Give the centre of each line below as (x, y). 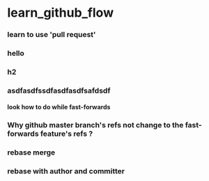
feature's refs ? (67, 134)
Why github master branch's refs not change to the (95, 125)
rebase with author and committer (66, 171)
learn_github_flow (60, 13)
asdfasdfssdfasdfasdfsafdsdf (59, 90)
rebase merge (31, 152)
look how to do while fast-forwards (59, 107)
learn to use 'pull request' (52, 35)
